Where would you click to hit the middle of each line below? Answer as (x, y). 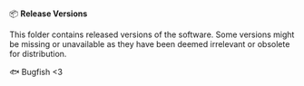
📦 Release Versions (49, 14)
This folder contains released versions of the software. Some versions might (152, 34)
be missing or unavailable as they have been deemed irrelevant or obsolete (150, 44)
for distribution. (38, 54)
